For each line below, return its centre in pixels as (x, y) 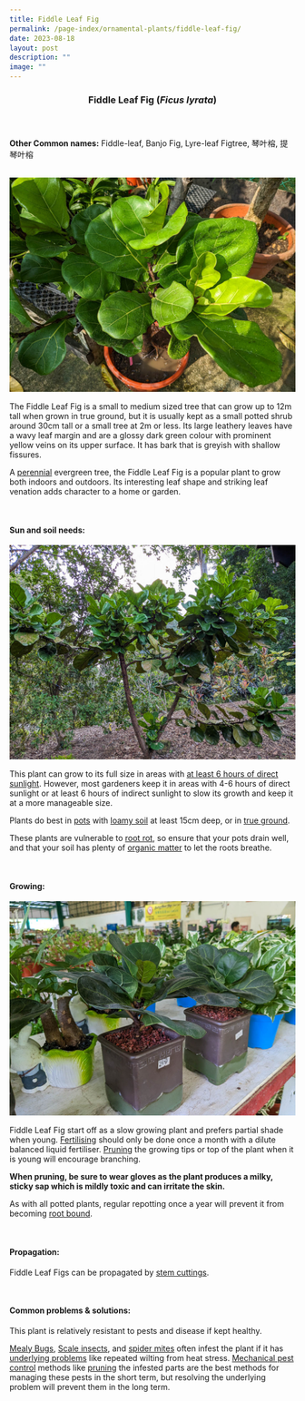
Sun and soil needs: (47, 530)
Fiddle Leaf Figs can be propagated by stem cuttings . (109, 1272)
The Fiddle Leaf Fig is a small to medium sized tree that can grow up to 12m (151, 406)
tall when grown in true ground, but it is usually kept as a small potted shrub (151, 416)
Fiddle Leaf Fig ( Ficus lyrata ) (152, 100)
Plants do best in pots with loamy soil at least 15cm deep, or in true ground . (150, 820)
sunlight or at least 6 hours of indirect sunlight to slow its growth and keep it (151, 793)
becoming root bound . (51, 1214)
